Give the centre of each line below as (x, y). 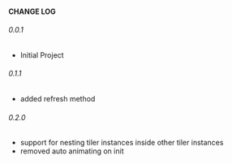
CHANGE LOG (32, 11)
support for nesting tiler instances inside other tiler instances (122, 143)
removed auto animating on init (72, 151)
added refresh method (58, 99)
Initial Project (42, 55)
